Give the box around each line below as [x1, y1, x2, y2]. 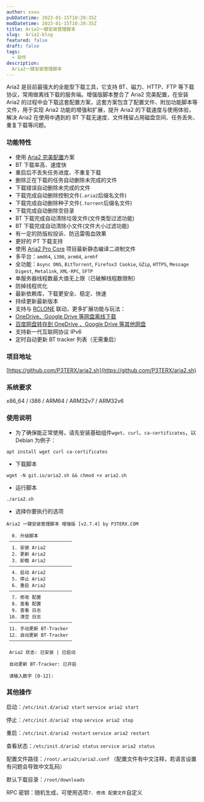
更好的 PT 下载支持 [15, 237, 63, 245]
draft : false [6, 43, 40, 50]
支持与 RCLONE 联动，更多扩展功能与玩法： [15, 305, 126, 312]
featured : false [6, 37, 48, 43]
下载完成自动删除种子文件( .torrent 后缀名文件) [15, 199, 133, 207]
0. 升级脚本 [12, 532, 38, 539]
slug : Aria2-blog [6, 32, 53, 38]
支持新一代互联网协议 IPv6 [15, 328, 82, 335]
